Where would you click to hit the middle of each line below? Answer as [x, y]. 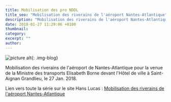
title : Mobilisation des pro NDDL [42, 10]
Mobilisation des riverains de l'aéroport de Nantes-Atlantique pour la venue [84, 67]
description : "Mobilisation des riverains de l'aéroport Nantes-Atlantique [87, 19]
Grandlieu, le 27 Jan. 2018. [49, 78]
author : [13, 43]
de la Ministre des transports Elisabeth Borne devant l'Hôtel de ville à [78, 73]
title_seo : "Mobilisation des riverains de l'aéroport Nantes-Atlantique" [86, 15]
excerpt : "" [18, 39]
